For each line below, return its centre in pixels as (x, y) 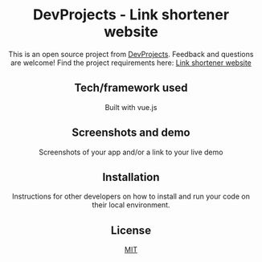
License (131, 230)
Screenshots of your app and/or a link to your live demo (131, 152)
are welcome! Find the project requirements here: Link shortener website (131, 63)
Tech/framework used (131, 88)
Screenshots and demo (131, 133)
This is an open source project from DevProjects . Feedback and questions (131, 54)
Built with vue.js (131, 107)
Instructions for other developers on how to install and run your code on (131, 196)
